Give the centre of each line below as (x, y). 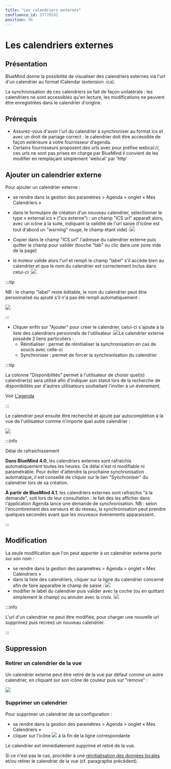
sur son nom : (20, 558)
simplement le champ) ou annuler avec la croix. (62, 597)
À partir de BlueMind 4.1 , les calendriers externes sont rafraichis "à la (79, 493)
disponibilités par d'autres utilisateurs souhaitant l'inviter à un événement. (83, 386)
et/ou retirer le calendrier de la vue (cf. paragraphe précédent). (72, 761)
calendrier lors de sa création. (37, 482)
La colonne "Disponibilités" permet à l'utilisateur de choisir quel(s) (75, 375)
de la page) (25, 251)
